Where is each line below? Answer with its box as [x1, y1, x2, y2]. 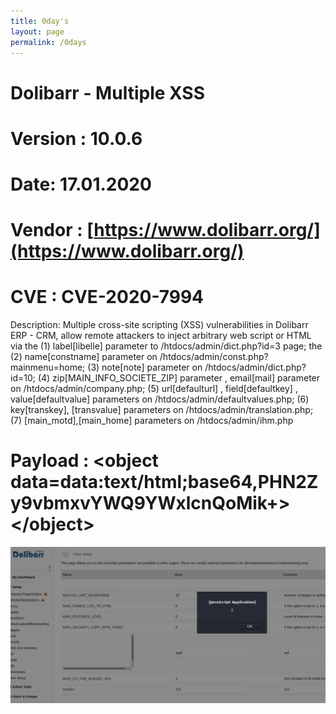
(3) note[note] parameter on [87, 361, 203, 374]
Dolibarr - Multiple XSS [10, 81, 206, 104]
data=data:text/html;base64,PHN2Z [10, 471, 319, 494]
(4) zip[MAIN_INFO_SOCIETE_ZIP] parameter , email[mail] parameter [37, 372, 321, 384]
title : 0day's [10, 16, 70, 26]
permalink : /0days [10, 37, 87, 47]
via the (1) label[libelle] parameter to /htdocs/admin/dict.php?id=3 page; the [10, 340, 323, 352]
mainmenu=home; [10, 361, 86, 374]
